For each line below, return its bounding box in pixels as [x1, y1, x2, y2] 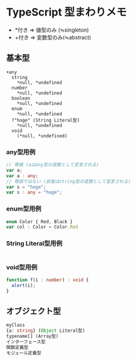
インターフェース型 [6, 339, 46, 345]
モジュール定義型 [6, 350, 42, 356]
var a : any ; [6, 172, 39, 179]
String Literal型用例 [6, 239, 62, 248]
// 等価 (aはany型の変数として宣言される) [6, 162, 99, 168]
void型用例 [6, 263, 37, 271]
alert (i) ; [11, 282, 36, 288]
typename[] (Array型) [6, 334, 59, 340]
